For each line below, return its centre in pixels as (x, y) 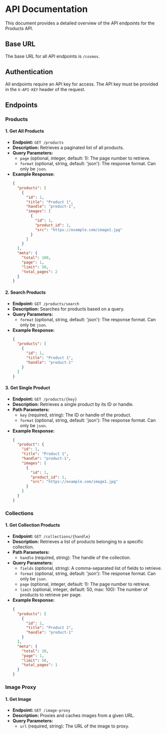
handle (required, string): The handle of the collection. (75, 557)
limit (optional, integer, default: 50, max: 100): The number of (84, 589)
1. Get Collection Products (33, 525)
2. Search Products (25, 292)
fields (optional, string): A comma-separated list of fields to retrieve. (91, 568)
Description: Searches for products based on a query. (68, 309)
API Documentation (46, 9)
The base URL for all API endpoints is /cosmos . (52, 56)
